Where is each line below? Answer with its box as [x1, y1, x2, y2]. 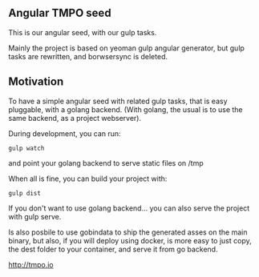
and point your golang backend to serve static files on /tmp [8, 158, 204, 167]
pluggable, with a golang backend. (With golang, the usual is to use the [8, 104, 243, 114]
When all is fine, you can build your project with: [8, 174, 168, 183]
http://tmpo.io [8, 259, 54, 269]
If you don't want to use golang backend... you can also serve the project [8, 203, 250, 213]
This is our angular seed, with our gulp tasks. [8, 27, 157, 37]
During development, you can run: [8, 128, 122, 138]
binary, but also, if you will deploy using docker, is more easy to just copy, [8, 235, 253, 245]
